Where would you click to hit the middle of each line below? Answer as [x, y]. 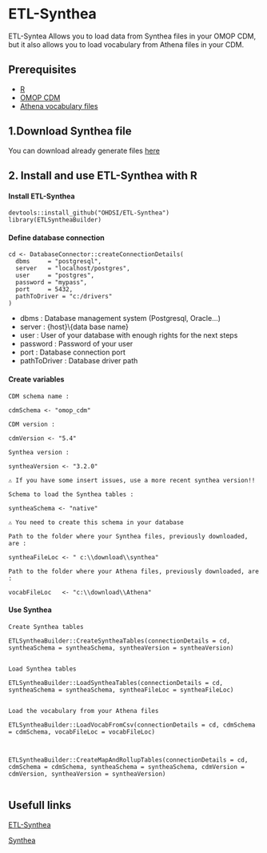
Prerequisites [42, 70]
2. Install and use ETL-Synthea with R [103, 176]
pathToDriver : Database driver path [79, 361]
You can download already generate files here [84, 150]
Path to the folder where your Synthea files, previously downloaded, [128, 536]
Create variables [36, 379]
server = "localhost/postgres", [73, 269]
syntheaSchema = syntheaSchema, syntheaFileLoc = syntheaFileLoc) [121, 690]
